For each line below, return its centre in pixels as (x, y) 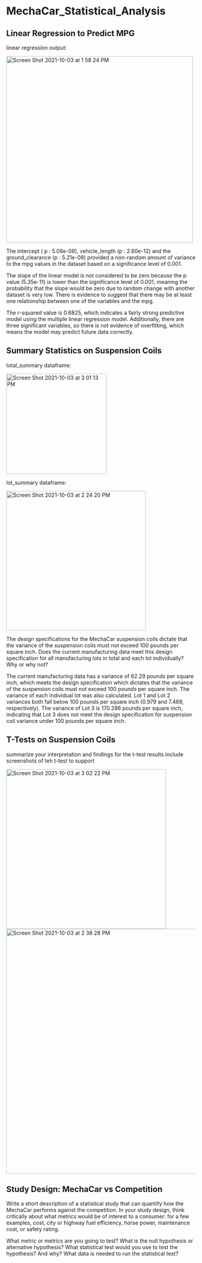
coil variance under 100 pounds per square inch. (66, 721)
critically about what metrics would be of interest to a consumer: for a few (98, 1217)
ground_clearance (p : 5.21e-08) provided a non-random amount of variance (101, 257)
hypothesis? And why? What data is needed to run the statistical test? (92, 1254)
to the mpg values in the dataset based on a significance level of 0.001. (94, 264)
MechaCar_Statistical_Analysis (86, 11)
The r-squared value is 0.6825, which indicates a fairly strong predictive (95, 313)
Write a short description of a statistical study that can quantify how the (95, 1203)
